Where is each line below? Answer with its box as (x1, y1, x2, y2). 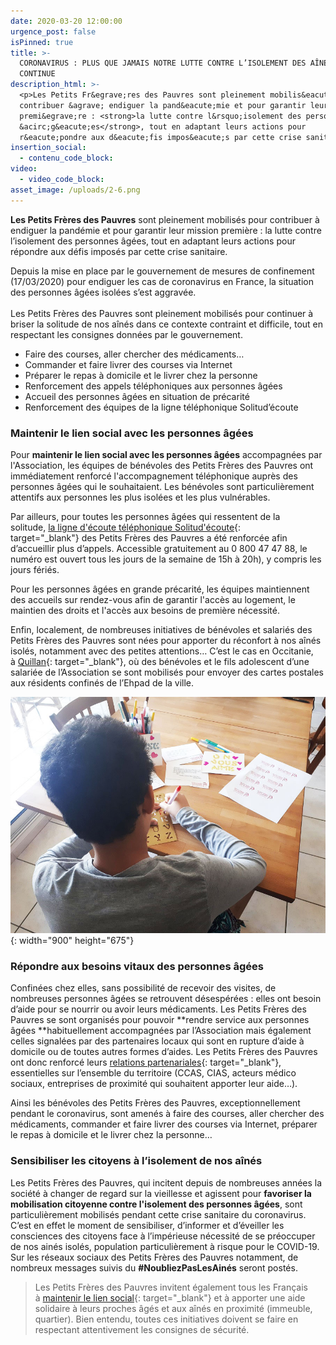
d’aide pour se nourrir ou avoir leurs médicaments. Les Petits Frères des (10, 1003, 307, 1015)
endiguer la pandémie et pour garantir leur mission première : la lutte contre (10, 224, 322, 236)
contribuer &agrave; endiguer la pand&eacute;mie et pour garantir (19, 100, 307, 110)
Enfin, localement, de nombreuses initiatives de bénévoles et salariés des (10, 623, 313, 635)
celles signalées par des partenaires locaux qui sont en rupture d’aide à (10, 1035, 305, 1047)
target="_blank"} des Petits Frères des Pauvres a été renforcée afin (10, 531, 288, 544)
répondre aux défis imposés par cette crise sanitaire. (10, 245, 228, 257)
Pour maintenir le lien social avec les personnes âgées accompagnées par (10, 448, 323, 460)
